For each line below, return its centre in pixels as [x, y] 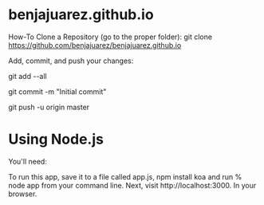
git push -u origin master [49, 107]
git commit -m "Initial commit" [57, 91]
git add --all [28, 76]
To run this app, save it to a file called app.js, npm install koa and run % [125, 176]
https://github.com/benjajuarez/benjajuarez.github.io [95, 45]
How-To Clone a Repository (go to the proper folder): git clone [110, 37]
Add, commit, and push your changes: [71, 61]
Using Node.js [56, 139]
